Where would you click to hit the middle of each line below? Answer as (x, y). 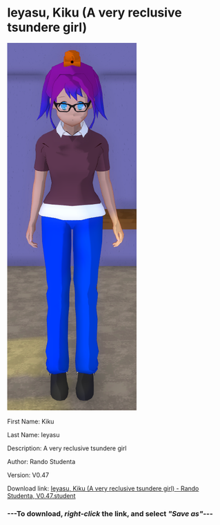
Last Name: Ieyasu (33, 434)
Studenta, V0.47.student (41, 495)
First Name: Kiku (31, 421)
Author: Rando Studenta (41, 461)
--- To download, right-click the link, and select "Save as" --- (110, 513)
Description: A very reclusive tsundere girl (67, 448)
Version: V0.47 (28, 475)
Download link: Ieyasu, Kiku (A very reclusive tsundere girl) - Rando (103, 488)
